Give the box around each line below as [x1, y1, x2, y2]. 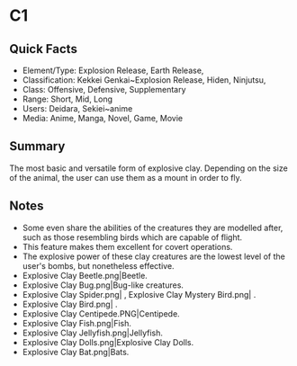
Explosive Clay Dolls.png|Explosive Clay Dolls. [22, 336, 194, 347]
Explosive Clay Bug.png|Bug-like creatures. [22, 280, 184, 290]
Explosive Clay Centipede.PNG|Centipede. [22, 308, 180, 319]
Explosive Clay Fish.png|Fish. [22, 317, 132, 328]
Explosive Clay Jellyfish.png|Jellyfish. [22, 327, 164, 338]
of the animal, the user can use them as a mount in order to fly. [9, 172, 243, 183]
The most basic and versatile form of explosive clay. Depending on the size [9, 163, 288, 174]
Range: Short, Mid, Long [22, 94, 113, 104]
